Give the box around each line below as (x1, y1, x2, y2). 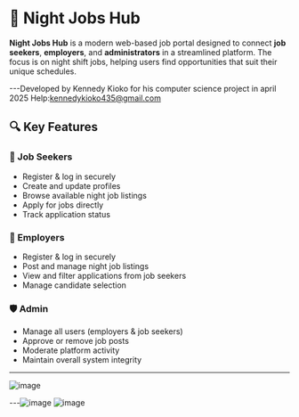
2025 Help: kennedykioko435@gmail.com (9, 93, 162, 103)
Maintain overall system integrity (21, 355, 142, 365)
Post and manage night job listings (21, 260, 149, 271)
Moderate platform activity (21, 345, 120, 356)
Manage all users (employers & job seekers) (21, 326, 184, 337)
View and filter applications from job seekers (21, 270, 187, 281)
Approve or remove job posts (21, 336, 129, 347)
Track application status (21, 208, 111, 219)
